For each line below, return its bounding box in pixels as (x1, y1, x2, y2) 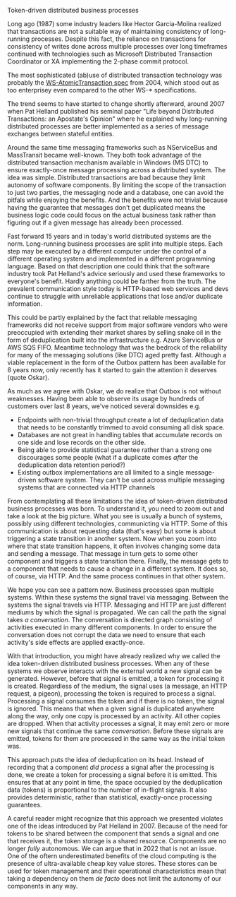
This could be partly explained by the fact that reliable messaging (7, 314, 197, 321)
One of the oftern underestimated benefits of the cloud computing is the (7, 852, 217, 860)
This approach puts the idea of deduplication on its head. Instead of (7, 756, 204, 764)
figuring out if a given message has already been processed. (7, 218, 184, 227)
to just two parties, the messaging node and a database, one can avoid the (7, 189, 224, 196)
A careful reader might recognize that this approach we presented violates (7, 814, 223, 822)
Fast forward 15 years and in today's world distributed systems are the (7, 232, 211, 240)
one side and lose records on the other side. (17, 438, 147, 446)
